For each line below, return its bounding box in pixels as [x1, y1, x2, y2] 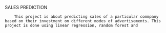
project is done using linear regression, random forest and [5, 23, 138, 28]
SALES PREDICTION [5, 5, 48, 10]
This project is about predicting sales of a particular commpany [14, 14, 159, 19]
